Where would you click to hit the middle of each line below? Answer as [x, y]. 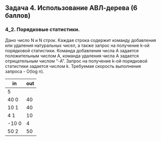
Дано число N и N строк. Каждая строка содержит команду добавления [81, 40]
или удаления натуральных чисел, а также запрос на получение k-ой [77, 45]
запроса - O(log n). [25, 71]
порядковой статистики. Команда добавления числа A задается [72, 50]
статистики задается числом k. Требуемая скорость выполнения [73, 66]
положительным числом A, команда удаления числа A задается [72, 56]
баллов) [18, 16]
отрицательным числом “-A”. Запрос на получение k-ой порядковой [76, 61]
